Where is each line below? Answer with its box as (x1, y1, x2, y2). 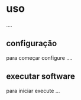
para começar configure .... (6, 54, 73, 61)
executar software (6, 72, 76, 82)
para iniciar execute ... (6, 87, 60, 94)
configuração (6, 38, 57, 49)
